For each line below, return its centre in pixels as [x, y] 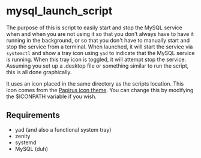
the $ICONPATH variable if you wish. [52, 96]
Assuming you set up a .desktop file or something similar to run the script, [97, 66]
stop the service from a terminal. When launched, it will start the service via [100, 47]
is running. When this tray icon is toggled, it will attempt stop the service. [96, 59]
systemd [25, 142]
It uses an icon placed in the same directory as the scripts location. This [95, 83]
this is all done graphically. [39, 72]
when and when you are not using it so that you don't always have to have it [100, 34]
